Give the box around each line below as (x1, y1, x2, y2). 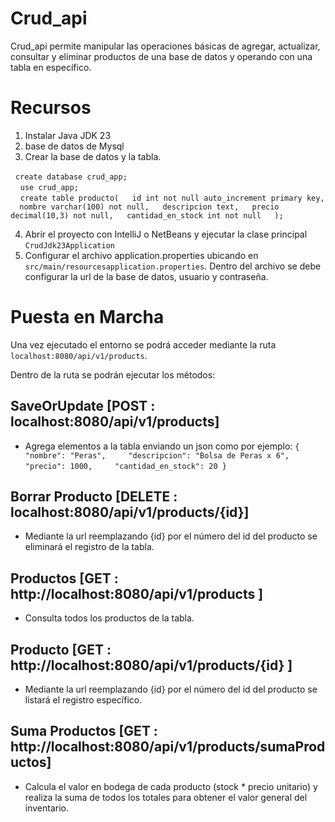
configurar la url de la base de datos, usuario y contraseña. (24, 270, 269, 282)
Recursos (10, 97, 92, 119)
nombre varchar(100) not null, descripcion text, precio (19, 202, 280, 212)
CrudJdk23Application (24, 240, 115, 251)
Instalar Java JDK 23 (24, 129, 112, 141)
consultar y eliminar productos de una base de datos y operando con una (10, 50, 313, 62)
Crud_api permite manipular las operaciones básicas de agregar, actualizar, (10, 40, 321, 52)
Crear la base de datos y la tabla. (24, 150, 162, 162)
